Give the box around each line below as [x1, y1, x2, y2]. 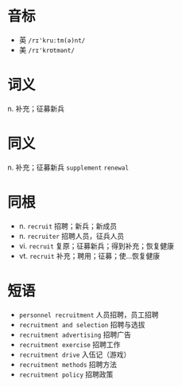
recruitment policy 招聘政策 [18, 369, 114, 379]
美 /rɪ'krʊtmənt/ [18, 45, 75, 54]
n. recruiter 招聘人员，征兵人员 [18, 231, 125, 240]
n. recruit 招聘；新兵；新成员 [18, 221, 118, 231]
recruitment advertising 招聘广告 [18, 330, 132, 339]
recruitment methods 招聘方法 [18, 359, 117, 369]
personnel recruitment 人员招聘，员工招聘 [18, 310, 160, 319]
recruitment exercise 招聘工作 [18, 339, 121, 349]
